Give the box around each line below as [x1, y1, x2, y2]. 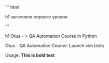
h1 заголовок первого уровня [5, 14, 67, 19]
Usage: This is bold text [5, 52, 55, 58]
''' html [5, 4, 20, 10]
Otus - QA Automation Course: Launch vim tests [5, 43, 104, 49]
